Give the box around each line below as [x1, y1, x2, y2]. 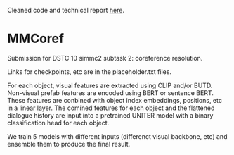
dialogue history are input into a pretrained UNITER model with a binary [7, 111, 214, 119]
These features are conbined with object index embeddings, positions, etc [7, 96, 223, 104]
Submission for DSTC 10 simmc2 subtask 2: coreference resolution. [7, 54, 203, 62]
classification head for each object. [7, 118, 110, 127]
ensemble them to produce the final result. [7, 139, 131, 148]
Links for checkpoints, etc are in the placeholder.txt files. [7, 67, 172, 76]
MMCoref [7, 31, 65, 46]
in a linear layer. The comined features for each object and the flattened [7, 104, 215, 112]
